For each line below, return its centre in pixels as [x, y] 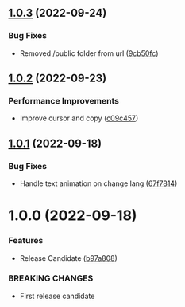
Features [26, 241]
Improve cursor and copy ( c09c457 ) [79, 118]
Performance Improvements [64, 101]
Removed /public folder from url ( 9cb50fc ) [89, 53]
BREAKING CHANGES [51, 278]
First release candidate [57, 296]
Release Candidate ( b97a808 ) [68, 258]
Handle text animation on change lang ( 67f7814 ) [98, 183]
